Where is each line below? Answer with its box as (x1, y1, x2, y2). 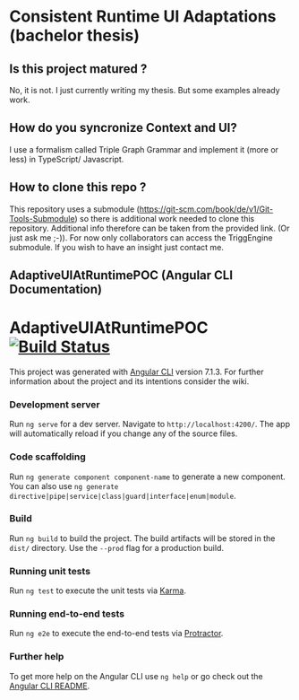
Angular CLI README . (9, 680, 90, 691)
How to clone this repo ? (9, 179, 147, 195)
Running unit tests (9, 564, 91, 577)
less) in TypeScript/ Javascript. (9, 153, 124, 164)
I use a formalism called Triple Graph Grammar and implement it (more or (9, 144, 279, 154)
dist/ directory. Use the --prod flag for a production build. (9, 542, 224, 553)
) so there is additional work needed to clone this (74, 213, 255, 223)
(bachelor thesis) (9, 25, 141, 46)
